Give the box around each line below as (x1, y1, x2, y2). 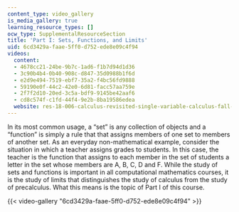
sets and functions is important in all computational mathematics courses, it (7, 168, 229, 176)
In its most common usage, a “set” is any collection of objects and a (7, 122, 206, 131)
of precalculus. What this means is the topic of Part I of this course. (7, 183, 205, 191)
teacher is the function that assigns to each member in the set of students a (7, 152, 230, 161)
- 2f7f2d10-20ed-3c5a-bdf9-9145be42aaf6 (14, 90, 135, 97)
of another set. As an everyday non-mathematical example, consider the (7, 137, 220, 146)
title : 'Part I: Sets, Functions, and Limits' (7, 37, 148, 44)
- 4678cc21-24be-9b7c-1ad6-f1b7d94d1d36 (14, 63, 135, 70)
